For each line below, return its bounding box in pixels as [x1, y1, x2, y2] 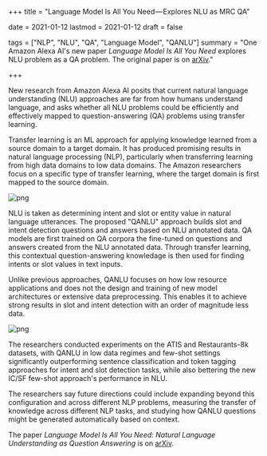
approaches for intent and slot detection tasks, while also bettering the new [8, 365, 257, 375]
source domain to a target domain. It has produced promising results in [8, 144, 241, 153]
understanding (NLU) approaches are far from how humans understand [8, 94, 243, 103]
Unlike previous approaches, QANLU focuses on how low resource [8, 275, 227, 284]
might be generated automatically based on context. [8, 414, 180, 424]
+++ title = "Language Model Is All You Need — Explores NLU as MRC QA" [8, 7, 250, 16]
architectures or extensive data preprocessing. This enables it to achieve [8, 291, 247, 301]
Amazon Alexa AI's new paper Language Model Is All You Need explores [8, 46, 247, 55]
